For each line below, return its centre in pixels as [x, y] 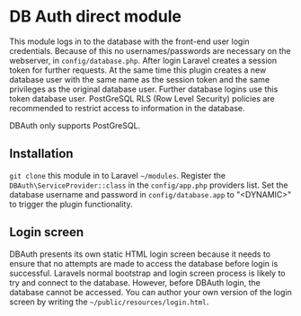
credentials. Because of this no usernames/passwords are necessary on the [150, 50]
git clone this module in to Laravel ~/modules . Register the [118, 175]
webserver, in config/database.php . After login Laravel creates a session [143, 60]
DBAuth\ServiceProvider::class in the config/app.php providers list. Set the [149, 185]
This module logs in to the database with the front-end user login [129, 41]
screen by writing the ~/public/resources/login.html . [109, 302]
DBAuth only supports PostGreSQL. [75, 125]
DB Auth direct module [96, 17]
